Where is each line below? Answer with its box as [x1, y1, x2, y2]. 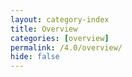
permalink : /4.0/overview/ [10, 42, 123, 53]
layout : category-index [10, 14, 110, 25]
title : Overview [10, 24, 78, 34]
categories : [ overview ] [10, 33, 110, 43]
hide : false [10, 52, 60, 62]
